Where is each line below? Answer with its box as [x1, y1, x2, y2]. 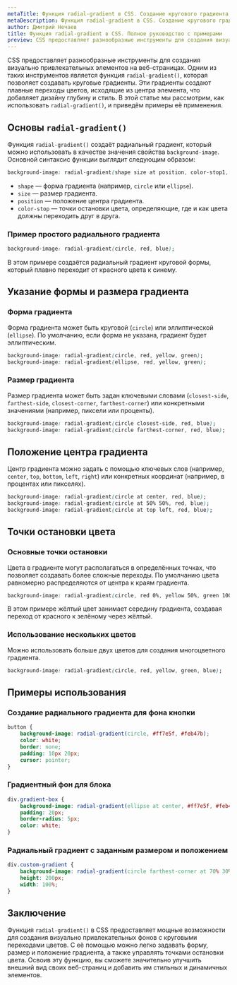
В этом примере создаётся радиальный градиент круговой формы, [7, 258, 212, 266]
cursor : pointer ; [20, 756, 71, 763]
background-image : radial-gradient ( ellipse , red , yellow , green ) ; [7, 358, 207, 366]
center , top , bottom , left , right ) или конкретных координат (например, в [7, 472, 225, 481]
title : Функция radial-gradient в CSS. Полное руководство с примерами [7, 30, 222, 37]
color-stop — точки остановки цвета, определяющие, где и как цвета [17, 204, 228, 213]
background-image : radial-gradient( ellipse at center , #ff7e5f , [20, 802, 213, 809]
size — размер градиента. [17, 189, 97, 198]
